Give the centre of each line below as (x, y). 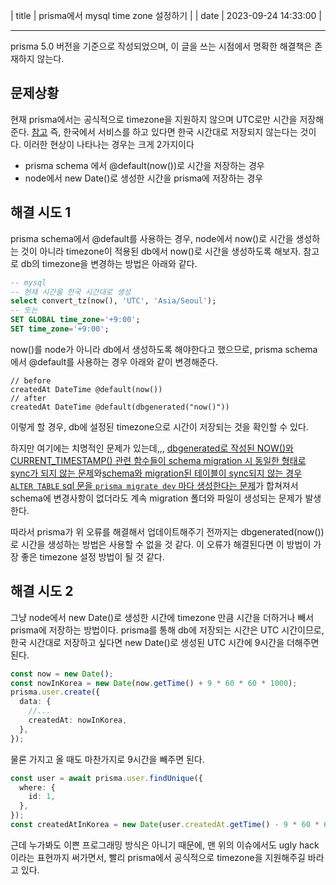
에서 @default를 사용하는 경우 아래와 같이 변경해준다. (114, 361)
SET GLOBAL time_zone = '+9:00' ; (75, 320)
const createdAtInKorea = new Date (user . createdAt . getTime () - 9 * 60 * (165, 825)
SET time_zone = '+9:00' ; (60, 329)
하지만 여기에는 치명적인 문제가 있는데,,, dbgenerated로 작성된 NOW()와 (152, 448)
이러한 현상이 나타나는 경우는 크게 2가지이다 (109, 144)
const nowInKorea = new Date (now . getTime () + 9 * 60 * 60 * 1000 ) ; (154, 683)
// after (28, 398)
